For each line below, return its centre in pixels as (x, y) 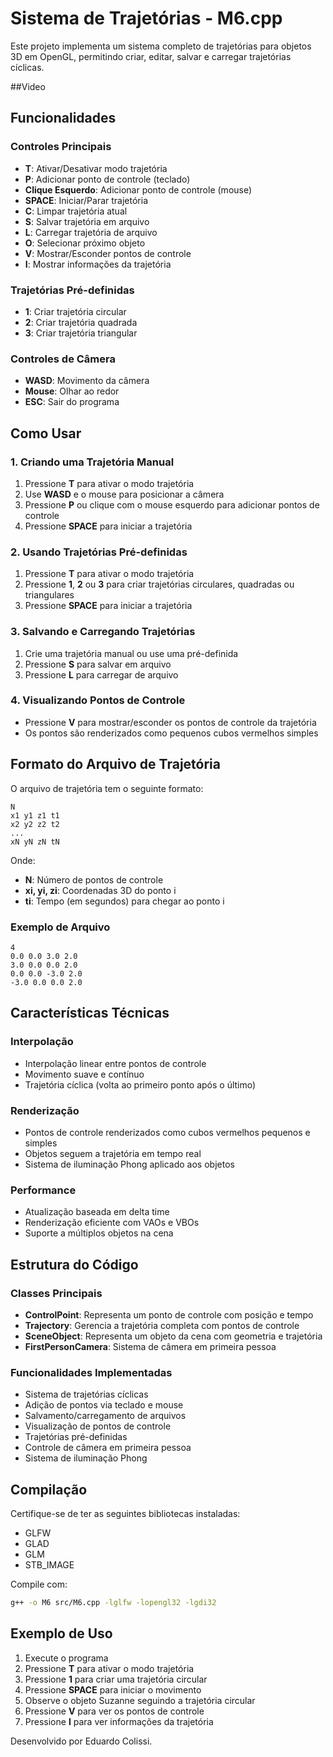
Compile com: (39, 1584)
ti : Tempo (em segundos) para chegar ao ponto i (124, 901)
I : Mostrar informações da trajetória (98, 264)
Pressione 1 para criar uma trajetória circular (116, 1679)
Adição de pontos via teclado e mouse (104, 1405)
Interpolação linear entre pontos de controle (115, 1063)
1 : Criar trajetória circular (75, 311)
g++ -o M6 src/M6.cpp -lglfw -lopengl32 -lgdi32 (113, 1602)
